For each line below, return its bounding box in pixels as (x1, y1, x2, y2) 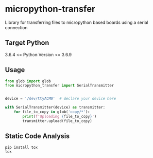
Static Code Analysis (5, 132, 70, 140)
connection (5, 24, 28, 30)
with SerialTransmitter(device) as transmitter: (5, 105, 105, 110)
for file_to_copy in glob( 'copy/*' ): (14, 109, 90, 115)
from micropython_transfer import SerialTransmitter (5, 83, 114, 88)
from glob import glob (5, 79, 51, 84)
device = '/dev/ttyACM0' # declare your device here (5, 96, 117, 101)
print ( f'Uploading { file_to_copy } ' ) (22, 114, 97, 119)
